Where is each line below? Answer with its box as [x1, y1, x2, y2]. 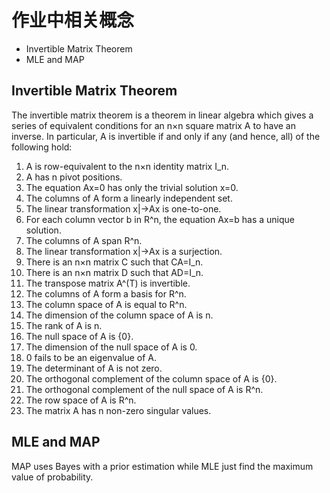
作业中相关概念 [11, 9, 135, 32]
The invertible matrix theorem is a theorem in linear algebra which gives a [11, 109, 314, 121]
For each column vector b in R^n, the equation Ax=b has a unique [25, 213, 296, 225]
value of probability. [11, 471, 94, 483]
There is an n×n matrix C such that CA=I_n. [25, 256, 204, 268]
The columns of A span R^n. [25, 234, 143, 246]
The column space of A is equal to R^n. [25, 298, 188, 310]
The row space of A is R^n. [25, 394, 137, 406]
